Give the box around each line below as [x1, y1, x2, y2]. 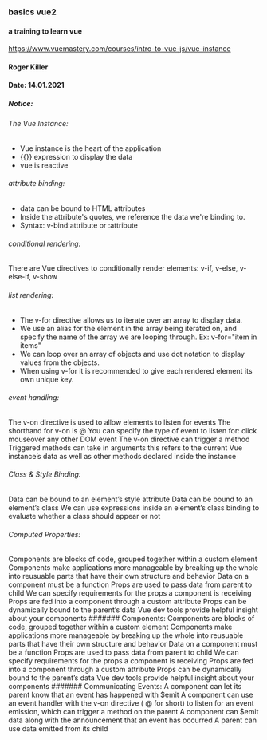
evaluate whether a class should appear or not [8, 511, 161, 520]
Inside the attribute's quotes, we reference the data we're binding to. [19, 212, 245, 222]
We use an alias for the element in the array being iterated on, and [19, 323, 238, 333]
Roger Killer [8, 62, 49, 72]
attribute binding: [8, 179, 65, 188]
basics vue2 [8, 6, 57, 18]
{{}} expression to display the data [19, 152, 133, 161]
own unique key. [19, 374, 74, 384]
